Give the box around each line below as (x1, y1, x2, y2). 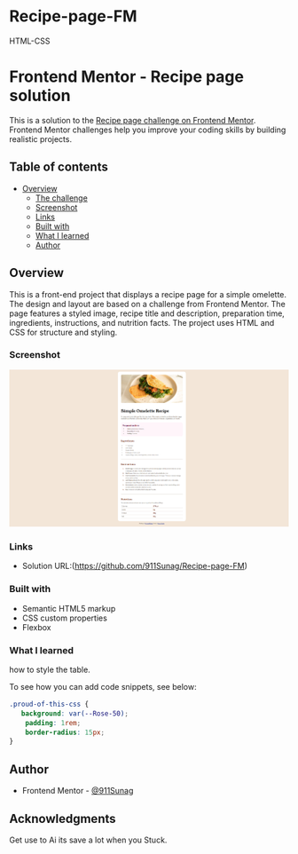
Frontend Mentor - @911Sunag (21, 786, 134, 796)
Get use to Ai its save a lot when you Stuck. (9, 834, 168, 845)
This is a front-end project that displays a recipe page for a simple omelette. (9, 289, 286, 299)
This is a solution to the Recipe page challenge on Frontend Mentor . (9, 115, 256, 125)
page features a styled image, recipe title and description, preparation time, (9, 308, 286, 319)
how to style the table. (9, 664, 90, 675)
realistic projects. (9, 133, 73, 144)
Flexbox (21, 621, 51, 632)
